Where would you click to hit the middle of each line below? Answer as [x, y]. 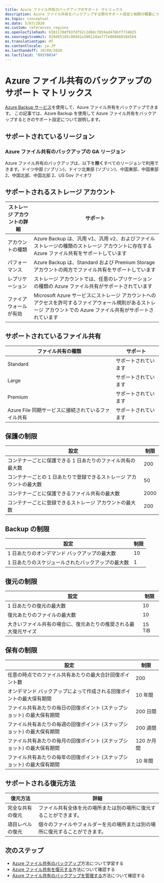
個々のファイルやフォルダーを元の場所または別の [95, 824]
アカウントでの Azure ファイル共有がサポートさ [99, 310]
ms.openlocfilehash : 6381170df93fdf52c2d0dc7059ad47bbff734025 [71, 32]
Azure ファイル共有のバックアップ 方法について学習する [68, 863]
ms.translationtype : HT [29, 42]
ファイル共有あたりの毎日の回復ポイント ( [56, 708]
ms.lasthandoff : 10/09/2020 [34, 50]
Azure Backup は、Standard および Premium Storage [94, 262]
